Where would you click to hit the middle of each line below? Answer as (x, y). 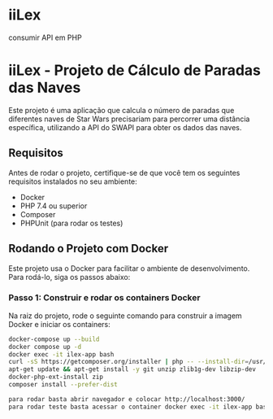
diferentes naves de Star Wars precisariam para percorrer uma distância (129, 119)
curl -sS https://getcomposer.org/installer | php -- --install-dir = (129, 362)
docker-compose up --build (54, 339)
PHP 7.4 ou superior (54, 206)
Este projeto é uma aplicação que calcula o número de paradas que (121, 110)
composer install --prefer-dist (63, 385)
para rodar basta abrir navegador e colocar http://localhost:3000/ (127, 399)
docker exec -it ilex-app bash (61, 354)
